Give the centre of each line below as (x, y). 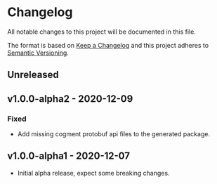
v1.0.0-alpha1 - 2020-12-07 (69, 156)
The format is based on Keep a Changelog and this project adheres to (108, 45)
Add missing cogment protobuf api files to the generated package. (114, 134)
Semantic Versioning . (38, 53)
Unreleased (33, 75)
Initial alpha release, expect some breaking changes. (93, 173)
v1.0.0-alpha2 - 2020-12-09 (70, 99)
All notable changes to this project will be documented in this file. (102, 32)
